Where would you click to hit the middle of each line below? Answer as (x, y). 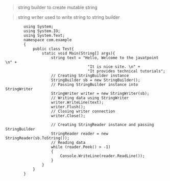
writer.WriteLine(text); (77, 102)
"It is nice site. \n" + (114, 67)
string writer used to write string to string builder (69, 17)
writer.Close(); (68, 116)
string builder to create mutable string (58, 7)
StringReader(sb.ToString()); (38, 138)
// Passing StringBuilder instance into (94, 85)
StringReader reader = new (80, 134)
